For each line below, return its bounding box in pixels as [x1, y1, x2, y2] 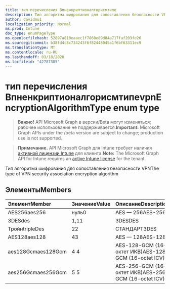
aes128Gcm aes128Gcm [8, 248, 67, 255]
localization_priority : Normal [5, 21, 71, 27]
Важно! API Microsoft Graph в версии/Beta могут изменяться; [17, 119, 151, 125]
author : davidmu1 [5, 17, 42, 22]
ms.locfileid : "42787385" [5, 59, 60, 64]
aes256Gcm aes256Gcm [8, 269, 67, 276]
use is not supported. [17, 135, 62, 141]
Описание [115, 201, 141, 207]
